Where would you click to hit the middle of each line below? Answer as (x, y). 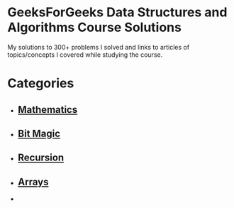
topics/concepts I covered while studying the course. (85, 55)
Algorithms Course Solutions (95, 27)
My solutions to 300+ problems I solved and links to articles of (99, 47)
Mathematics (48, 110)
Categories (41, 83)
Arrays (33, 182)
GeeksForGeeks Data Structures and (117, 12)
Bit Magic (39, 133)
